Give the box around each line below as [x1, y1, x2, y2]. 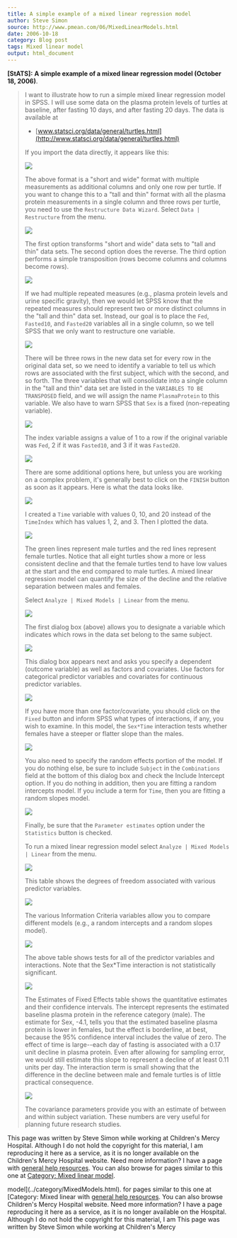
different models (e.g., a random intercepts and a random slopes [24, 918, 213, 927]
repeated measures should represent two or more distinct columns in [24, 304, 226, 312]
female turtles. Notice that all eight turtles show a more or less [24, 551, 207, 560]
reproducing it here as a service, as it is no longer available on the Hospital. [7, 1208, 227, 1216]
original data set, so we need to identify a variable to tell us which [24, 361, 216, 369]
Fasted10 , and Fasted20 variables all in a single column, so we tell [24, 319, 214, 328]
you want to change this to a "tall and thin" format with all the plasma [24, 190, 226, 198]
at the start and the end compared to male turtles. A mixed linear [24, 567, 214, 575]
